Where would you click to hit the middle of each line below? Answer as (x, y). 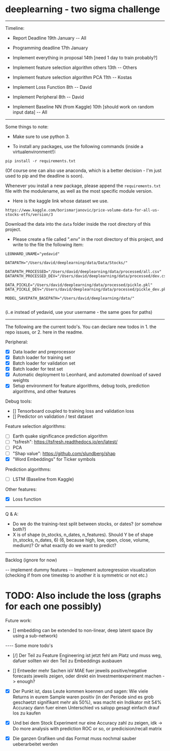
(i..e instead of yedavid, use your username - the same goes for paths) (79, 312)
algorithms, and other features (44, 391)
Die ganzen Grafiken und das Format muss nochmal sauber (74, 738)
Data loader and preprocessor (44, 351)
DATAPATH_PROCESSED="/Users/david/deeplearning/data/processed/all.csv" (83, 272)
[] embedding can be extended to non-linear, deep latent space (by (83, 630)
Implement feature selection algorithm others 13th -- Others (75, 67)
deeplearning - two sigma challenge (83, 9)
